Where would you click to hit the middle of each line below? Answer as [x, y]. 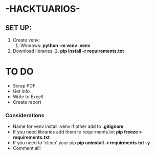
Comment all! [27, 148]
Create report [27, 102]
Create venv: [26, 40]
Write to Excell [28, 96]
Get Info [21, 91]
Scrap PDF [24, 85]
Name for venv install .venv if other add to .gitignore [68, 126]
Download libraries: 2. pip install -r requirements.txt [68, 51]
